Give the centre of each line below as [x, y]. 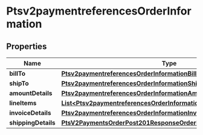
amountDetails [31, 93]
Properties [27, 46]
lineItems [23, 103]
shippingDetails [32, 123]
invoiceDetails [30, 113]
